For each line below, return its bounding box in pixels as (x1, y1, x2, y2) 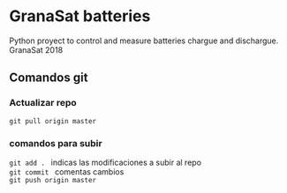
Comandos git (9, 71, 88, 85)
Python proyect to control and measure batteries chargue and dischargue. (9, 35, 279, 46)
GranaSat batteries (9, 6, 151, 26)
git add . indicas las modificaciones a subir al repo (9, 157, 201, 167)
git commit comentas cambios (9, 166, 125, 177)
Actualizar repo (9, 97, 77, 109)
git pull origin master (9, 116, 97, 125)
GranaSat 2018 (9, 44, 64, 55)
